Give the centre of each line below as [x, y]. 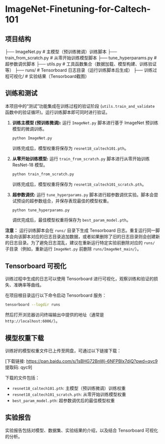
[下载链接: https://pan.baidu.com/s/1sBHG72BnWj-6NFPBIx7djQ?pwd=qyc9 [82, 361]
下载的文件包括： [22, 378]
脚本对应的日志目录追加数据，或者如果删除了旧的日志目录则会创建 [89, 237]
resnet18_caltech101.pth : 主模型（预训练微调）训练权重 [69, 388]
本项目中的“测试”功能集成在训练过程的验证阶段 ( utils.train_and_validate [80, 106]
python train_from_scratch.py [43, 174]
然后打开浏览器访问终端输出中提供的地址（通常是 [55, 315]
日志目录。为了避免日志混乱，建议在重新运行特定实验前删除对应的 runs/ [82, 243]
